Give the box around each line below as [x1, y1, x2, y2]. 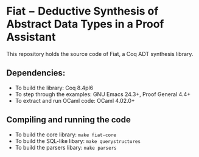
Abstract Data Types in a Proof [6, 17, 164, 31]
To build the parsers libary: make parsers [15, 144, 117, 151]
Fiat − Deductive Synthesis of [6, 4, 159, 18]
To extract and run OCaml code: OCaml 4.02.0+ [15, 97, 135, 104]
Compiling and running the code [6, 114, 131, 125]
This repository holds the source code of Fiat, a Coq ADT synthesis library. [6, 50, 194, 57]
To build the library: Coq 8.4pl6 [15, 84, 94, 91]
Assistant [6, 30, 56, 44]
